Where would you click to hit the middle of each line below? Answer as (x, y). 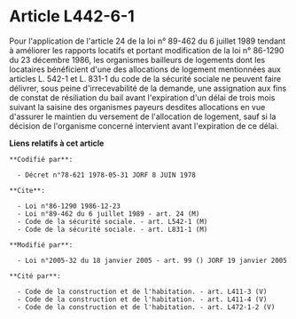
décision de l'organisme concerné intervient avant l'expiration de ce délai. (144, 125)
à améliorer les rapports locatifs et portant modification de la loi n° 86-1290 (147, 50)
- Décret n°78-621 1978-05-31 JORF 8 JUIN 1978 (107, 175)
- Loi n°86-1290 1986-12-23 (69, 206)
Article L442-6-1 (72, 16)
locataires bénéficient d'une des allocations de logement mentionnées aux (145, 69)
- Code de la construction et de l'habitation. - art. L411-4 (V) (142, 299)
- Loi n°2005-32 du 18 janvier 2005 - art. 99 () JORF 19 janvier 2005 (152, 260)
